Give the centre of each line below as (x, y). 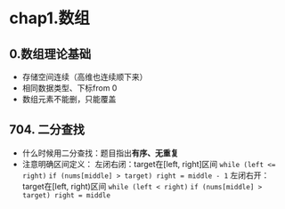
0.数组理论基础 (50, 54)
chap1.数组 (50, 18)
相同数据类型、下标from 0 (69, 88)
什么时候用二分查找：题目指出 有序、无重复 (100, 153)
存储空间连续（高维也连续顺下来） (85, 77)
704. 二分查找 (47, 130)
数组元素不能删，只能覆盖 (69, 99)
